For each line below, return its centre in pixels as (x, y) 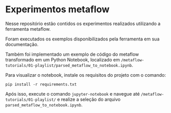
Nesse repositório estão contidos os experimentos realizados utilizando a (83, 24)
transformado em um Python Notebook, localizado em (63, 59)
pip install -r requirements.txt (41, 84)
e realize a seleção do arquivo (89, 99)
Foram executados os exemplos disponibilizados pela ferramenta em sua (82, 39)
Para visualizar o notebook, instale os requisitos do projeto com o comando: (85, 75)
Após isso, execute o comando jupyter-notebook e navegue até (73, 94)
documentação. (22, 44)
